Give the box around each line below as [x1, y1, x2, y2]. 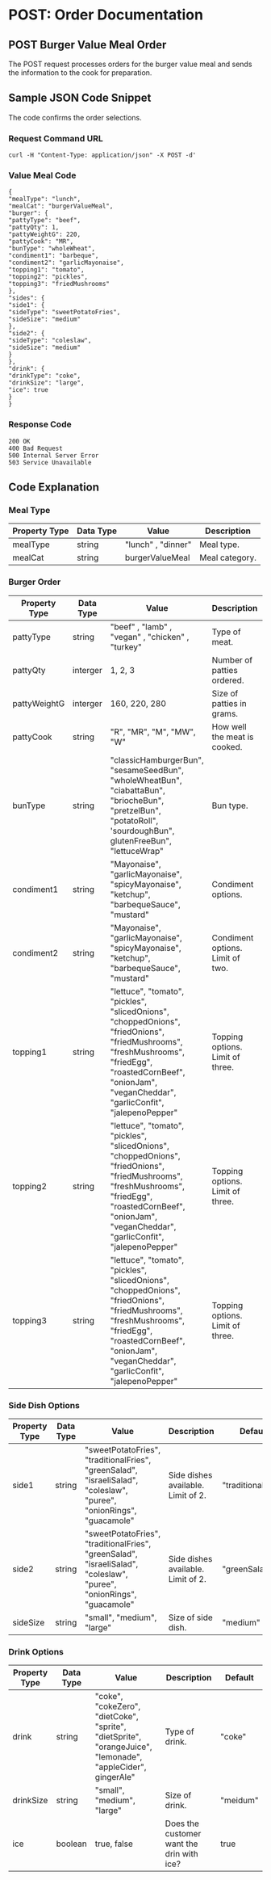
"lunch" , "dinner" [124, 539, 192, 550]
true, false [94, 1838, 133, 1849]
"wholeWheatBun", [110, 774, 183, 785]
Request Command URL [8, 132, 103, 144]
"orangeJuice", [94, 1741, 152, 1752]
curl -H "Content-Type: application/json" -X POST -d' [8, 151, 197, 159]
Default [224, 1672, 254, 1684]
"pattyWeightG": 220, [8, 230, 81, 239]
